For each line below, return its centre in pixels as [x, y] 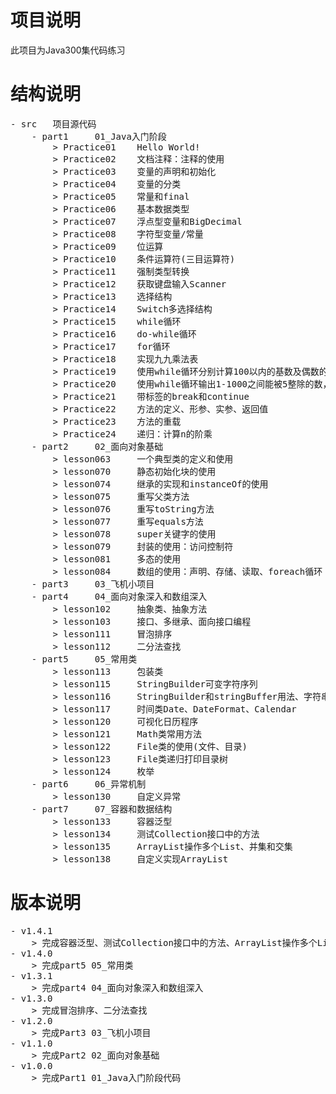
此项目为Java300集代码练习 [68, 50]
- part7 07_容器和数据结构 [102, 809]
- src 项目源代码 [53, 124]
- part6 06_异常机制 [89, 784]
